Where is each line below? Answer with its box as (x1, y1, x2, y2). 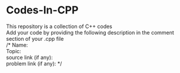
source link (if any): (6, 54, 53, 61)
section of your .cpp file (6, 35, 64, 42)
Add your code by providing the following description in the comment (6, 29, 175, 36)
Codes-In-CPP (6, 4, 79, 17)
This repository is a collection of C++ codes (6, 23, 113, 30)
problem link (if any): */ (6, 60, 62, 67)
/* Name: (6, 41, 28, 48)
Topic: (6, 47, 22, 54)
